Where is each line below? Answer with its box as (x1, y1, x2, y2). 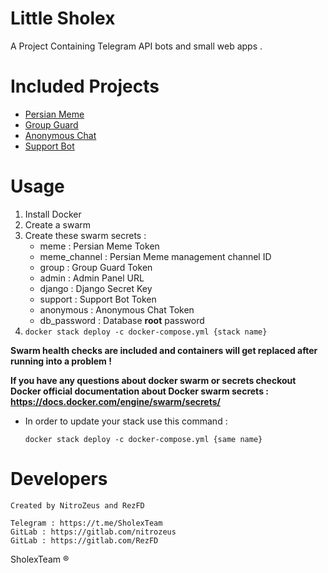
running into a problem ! (10, 355, 112, 367)
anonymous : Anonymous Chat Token (39, 303, 195, 316)
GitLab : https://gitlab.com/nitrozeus (10, 527, 177, 537)
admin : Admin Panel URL (39, 272, 145, 284)
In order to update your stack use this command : (24, 415, 228, 427)
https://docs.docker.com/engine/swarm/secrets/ (10, 395, 221, 407)
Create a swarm (24, 218, 92, 231)
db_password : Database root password (39, 314, 205, 326)
